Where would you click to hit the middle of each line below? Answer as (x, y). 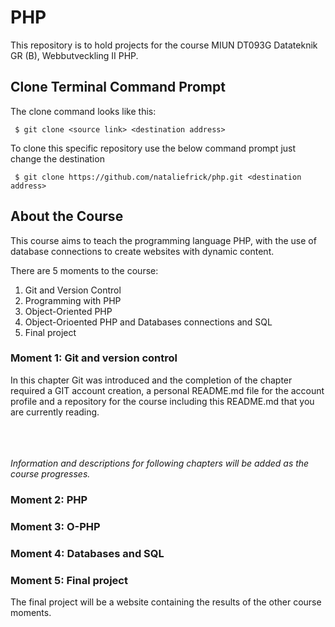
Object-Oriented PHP (68, 311)
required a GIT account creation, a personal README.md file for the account (167, 390)
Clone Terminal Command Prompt (118, 87)
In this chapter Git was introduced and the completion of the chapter (151, 380)
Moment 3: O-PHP (55, 526)
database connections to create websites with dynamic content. (142, 251)
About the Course (67, 216)
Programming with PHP (73, 300)
